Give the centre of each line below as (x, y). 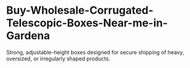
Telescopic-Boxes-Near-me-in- (87, 23)
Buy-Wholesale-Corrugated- (80, 10)
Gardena (28, 36)
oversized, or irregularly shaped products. (58, 58)
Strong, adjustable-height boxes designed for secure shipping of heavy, (95, 52)
